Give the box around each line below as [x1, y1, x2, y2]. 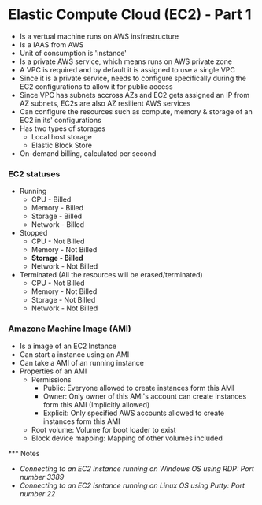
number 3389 [19, 472, 65, 481]
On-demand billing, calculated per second [19, 148, 157, 158]
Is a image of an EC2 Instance [19, 341, 116, 351]
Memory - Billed [31, 203, 84, 213]
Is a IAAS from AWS [19, 39, 84, 49]
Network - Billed [31, 220, 85, 229]
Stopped [19, 228, 48, 238]
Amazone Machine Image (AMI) [8, 323, 131, 334]
